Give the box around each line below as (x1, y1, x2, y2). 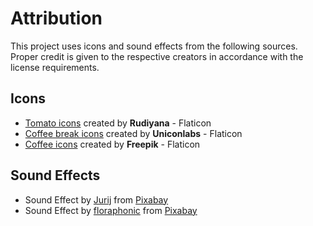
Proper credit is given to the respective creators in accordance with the (10, 50, 304, 62)
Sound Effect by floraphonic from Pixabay (24, 204, 198, 216)
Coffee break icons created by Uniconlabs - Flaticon (24, 127, 243, 139)
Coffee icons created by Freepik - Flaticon (24, 138, 201, 150)
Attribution (10, 7, 103, 30)
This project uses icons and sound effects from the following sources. (10, 40, 298, 52)
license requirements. (10, 61, 100, 73)
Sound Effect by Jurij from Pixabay (24, 193, 169, 206)
